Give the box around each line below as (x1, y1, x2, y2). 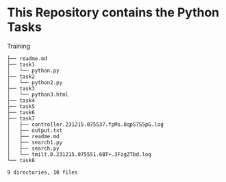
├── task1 (7, 61, 36, 68)
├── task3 (7, 85, 36, 92)
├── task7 (7, 115, 36, 122)
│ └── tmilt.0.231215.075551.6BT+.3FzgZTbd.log (7, 151, 152, 158)
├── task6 (7, 109, 36, 116)
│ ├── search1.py (7, 139, 63, 146)
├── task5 (7, 103, 36, 110)
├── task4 (7, 97, 36, 104)
